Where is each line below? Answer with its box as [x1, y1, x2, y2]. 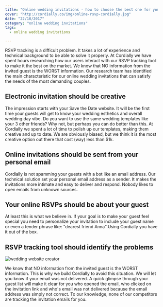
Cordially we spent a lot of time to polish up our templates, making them [5, 126, 149, 132]
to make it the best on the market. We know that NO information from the [5, 63, 151, 69]
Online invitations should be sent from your [5, 150, 139, 159]
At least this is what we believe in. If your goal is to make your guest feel [5, 214, 149, 219]
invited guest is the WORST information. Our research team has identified [5, 68, 152, 73]
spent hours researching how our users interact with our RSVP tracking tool [5, 58, 156, 63]
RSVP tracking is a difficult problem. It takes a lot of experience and [5, 47, 140, 53]
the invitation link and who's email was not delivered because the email [5, 286, 147, 292]
